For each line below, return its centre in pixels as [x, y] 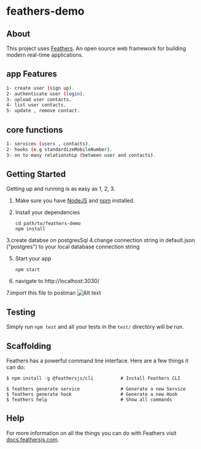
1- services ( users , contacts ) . [49, 144]
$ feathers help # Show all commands [89, 400]
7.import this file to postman [41, 293]
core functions [35, 130]
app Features [32, 74]
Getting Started [36, 174]
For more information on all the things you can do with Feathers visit [91, 433]
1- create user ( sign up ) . [40, 88]
